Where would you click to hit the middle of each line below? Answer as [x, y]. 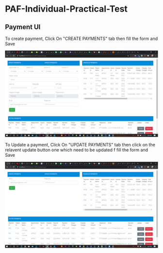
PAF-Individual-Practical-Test [66, 9]
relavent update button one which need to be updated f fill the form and [77, 150]
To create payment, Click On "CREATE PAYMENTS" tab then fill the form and [81, 38]
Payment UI [23, 27]
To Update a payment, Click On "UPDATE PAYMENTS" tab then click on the [80, 145]
